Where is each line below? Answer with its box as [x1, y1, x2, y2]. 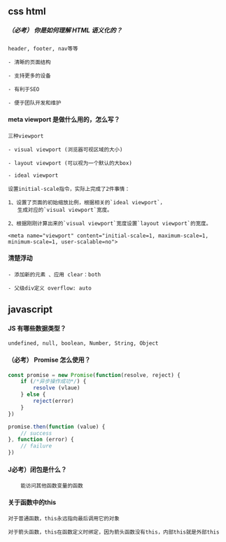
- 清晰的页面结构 [8, 59, 51, 66]
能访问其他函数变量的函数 [20, 483, 83, 490]
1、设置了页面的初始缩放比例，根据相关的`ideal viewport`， [8, 199, 166, 206]
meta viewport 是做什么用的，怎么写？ [8, 115, 120, 123]
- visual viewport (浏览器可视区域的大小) [8, 146, 123, 153]
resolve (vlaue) [33, 385, 80, 392]
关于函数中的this [8, 498, 57, 506]
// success [20, 429, 52, 436]
